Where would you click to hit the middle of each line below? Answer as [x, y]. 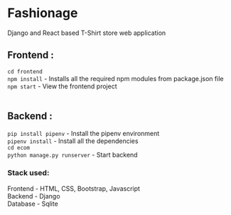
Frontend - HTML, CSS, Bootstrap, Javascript [74, 188]
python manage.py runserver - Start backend [72, 154]
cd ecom [19, 147]
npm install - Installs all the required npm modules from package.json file [116, 78]
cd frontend [25, 72]
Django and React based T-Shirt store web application [87, 33]
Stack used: [28, 173]
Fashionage [43, 13]
